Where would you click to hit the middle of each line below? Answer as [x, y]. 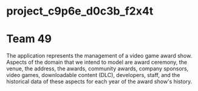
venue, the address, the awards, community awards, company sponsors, [97, 69]
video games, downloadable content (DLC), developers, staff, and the [93, 75]
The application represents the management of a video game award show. [99, 56]
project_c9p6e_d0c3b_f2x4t [80, 11]
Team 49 [29, 39]
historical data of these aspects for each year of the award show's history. [99, 82]
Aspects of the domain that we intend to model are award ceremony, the [97, 62]
